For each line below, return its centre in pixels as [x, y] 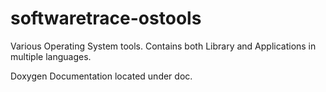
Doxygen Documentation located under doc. [101, 76]
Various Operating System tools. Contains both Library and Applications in [163, 46]
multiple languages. [51, 56]
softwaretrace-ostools [106, 18]
